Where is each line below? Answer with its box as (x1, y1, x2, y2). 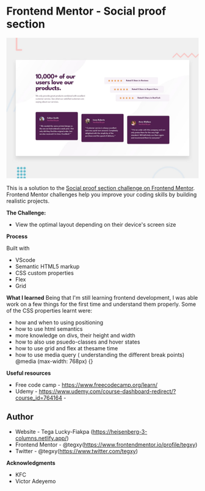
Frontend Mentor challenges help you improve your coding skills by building (6, 191, 197, 199)
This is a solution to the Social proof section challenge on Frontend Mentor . (6, 185, 195, 192)
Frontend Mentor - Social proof (6, 4, 167, 18)
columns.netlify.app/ (15, 434, 67, 442)
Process (6, 233, 28, 240)
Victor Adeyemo (15, 477, 56, 485)
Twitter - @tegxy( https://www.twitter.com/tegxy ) (15, 447, 138, 454)
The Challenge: (6, 209, 46, 217)
